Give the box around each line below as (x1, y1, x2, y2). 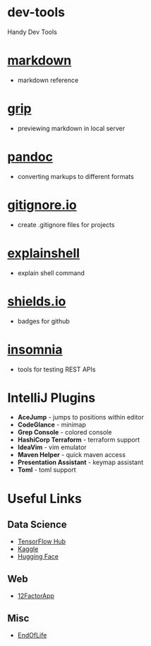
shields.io (7, 293, 66, 309)
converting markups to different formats (17, 172, 134, 180)
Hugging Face (17, 553, 59, 561)
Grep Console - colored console (17, 428, 112, 437)
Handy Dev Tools (7, 28, 58, 36)
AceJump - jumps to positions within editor (17, 413, 145, 422)
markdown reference (17, 76, 79, 84)
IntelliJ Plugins (7, 390, 96, 405)
